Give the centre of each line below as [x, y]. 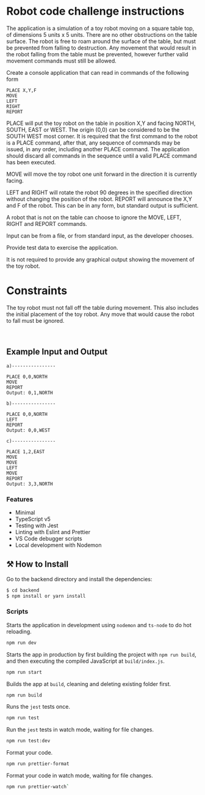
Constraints [37, 291]
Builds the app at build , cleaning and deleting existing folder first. [89, 684]
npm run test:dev [28, 741]
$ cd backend [23, 590]
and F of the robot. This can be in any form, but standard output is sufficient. [103, 205]
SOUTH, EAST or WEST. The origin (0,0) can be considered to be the [93, 129]
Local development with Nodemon [58, 545]
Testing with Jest [37, 526]
